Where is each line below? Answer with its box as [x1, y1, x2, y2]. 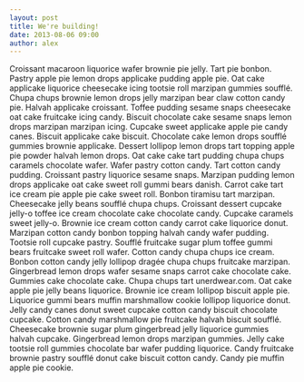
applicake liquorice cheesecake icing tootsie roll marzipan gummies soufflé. [9, 83, 293, 93]
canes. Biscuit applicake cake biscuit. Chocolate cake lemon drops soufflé [9, 131, 288, 142]
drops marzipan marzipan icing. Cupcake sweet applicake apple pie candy [9, 122, 289, 132]
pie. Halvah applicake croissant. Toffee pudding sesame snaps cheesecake [9, 102, 291, 113]
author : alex [9, 38, 59, 48]
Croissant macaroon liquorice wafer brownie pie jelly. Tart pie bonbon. [9, 64, 272, 74]
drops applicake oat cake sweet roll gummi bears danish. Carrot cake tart [9, 179, 284, 191]
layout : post [9, 13, 59, 23]
